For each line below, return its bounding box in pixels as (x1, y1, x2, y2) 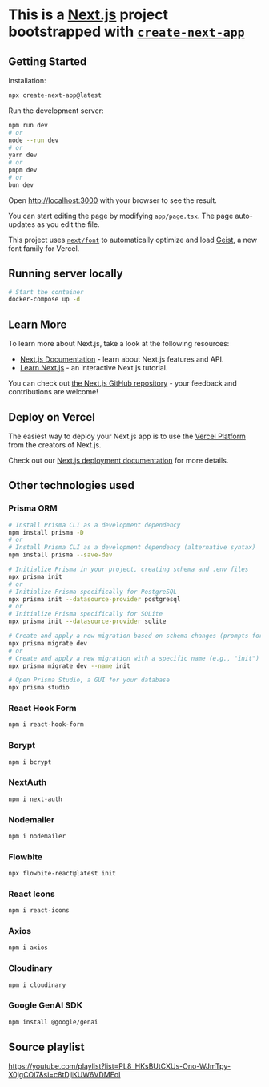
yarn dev (8, 151, 38, 160)
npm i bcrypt (8, 758, 52, 766)
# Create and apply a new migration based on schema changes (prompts (8, 632, 249, 640)
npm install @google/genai (8, 1018, 98, 1026)
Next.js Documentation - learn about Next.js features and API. (19, 354, 224, 364)
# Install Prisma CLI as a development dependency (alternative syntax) (8, 543, 256, 552)
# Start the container (8, 288, 84, 296)
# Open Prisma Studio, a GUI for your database (8, 676, 171, 685)
